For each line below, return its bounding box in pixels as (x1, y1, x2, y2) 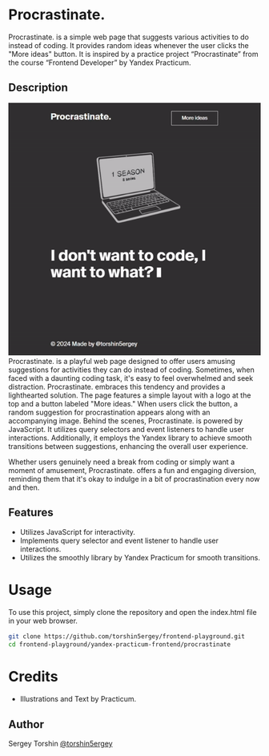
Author (8, 718, 44, 731)
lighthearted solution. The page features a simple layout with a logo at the (8, 390, 251, 400)
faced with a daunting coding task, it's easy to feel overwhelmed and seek (8, 373, 254, 382)
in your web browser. (8, 616, 78, 625)
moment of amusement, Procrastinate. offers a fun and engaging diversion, (8, 465, 256, 475)
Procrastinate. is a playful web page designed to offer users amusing (8, 356, 236, 366)
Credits (8, 668, 58, 686)
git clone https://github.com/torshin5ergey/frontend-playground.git (8, 632, 246, 641)
